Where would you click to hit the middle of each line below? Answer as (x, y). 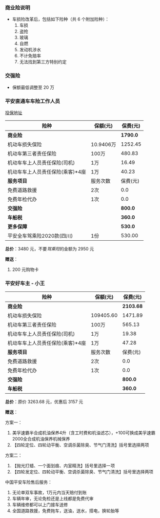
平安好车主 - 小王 (25, 283)
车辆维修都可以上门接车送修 (40, 505)
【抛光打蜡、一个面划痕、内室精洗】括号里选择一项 (63, 466)
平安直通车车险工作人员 (32, 101)
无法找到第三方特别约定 (43, 62)
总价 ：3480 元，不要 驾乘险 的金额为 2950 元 (50, 249)
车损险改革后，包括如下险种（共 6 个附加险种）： (61, 19)
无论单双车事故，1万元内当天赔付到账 (49, 493)
